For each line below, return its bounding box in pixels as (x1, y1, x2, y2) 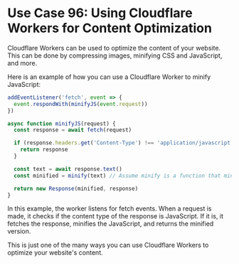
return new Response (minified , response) (14, 185, 139, 192)
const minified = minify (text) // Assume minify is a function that (14, 172, 221, 179)
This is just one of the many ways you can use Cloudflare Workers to (7, 241, 209, 250)
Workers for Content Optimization (7, 20, 212, 36)
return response (20, 146, 69, 154)
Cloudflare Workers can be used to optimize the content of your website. (7, 43, 221, 52)
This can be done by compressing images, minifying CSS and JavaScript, (7, 51, 223, 60)
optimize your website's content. (7, 248, 103, 257)
